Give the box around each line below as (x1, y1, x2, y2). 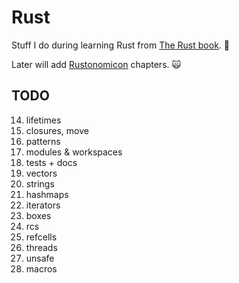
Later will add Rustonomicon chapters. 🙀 (11, 58, 182, 70)
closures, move (25, 124, 89, 136)
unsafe (25, 252, 55, 264)
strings (25, 177, 55, 190)
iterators (25, 199, 61, 211)
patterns (25, 135, 61, 147)
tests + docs (25, 156, 78, 168)
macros (25, 262, 58, 275)
